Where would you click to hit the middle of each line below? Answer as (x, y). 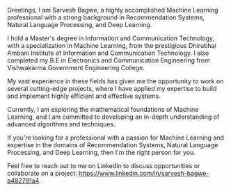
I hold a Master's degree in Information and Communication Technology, (111, 38)
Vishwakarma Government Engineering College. (76, 68)
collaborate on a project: (42, 173)
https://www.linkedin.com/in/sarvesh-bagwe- (144, 173)
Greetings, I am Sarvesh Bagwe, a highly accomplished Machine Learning (113, 10)
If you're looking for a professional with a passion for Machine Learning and (116, 138)
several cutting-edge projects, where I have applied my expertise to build (112, 89)
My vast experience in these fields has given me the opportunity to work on (115, 81)
